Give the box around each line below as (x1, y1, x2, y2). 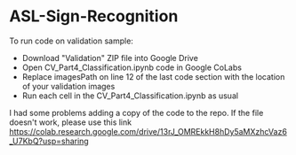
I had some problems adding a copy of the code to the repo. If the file (9, 107, 264, 118)
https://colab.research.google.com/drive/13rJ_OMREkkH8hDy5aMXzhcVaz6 (9, 126, 287, 136)
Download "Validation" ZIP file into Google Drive (21, 52, 198, 63)
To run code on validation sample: (9, 35, 133, 46)
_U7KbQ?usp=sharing (9, 136, 89, 146)
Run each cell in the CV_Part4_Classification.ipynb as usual (21, 90, 238, 101)
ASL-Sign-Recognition (9, 6, 179, 27)
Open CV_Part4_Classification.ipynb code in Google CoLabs (21, 62, 243, 73)
